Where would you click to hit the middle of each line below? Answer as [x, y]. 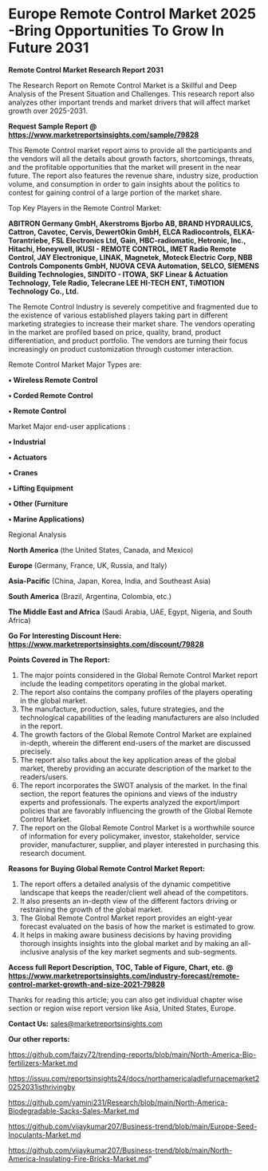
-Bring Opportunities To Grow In [116, 31]
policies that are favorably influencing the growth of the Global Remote [136, 810]
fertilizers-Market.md [43, 1063]
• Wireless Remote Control [53, 380]
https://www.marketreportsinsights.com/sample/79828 [104, 134]
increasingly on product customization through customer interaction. [121, 349]
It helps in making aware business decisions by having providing [126, 935]
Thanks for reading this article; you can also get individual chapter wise [126, 999]
